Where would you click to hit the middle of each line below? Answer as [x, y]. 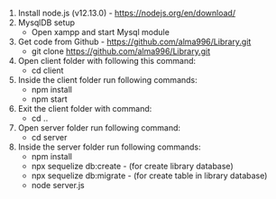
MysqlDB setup [46, 23]
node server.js [58, 185]
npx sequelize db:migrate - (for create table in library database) [149, 176]
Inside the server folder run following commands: [109, 147]
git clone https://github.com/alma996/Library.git [121, 51]
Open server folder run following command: [99, 128]
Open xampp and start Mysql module [100, 32]
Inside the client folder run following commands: [108, 80]
